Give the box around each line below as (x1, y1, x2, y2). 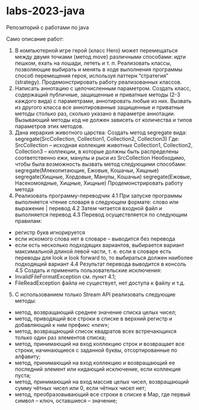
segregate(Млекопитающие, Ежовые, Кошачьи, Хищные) (14, 166, 159, 174)
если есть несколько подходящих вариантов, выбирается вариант (14, 241, 185, 248)
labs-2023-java (6, 4, 85, 18)
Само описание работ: (6, 35, 64, 42)
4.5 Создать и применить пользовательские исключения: (14, 266, 162, 274)
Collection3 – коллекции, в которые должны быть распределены (14, 147, 179, 155)
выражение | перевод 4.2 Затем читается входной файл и (14, 204, 162, 212)
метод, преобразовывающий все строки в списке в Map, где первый (14, 390, 191, 398)
